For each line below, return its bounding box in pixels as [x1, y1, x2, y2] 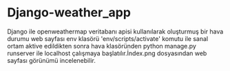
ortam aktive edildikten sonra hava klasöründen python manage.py [7, 42, 196, 50]
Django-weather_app [7, 5, 131, 20]
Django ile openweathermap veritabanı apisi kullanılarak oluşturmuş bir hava [7, 27, 224, 35]
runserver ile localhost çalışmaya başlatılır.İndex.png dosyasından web [7, 49, 207, 57]
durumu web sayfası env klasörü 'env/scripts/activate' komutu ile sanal [7, 34, 209, 42]
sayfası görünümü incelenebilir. [7, 56, 96, 64]
